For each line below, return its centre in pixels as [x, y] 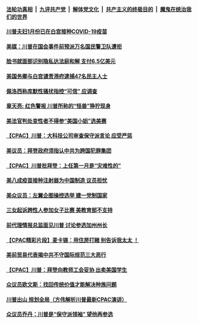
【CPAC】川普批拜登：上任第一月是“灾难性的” [64, 165]
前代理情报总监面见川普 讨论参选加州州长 [57, 225]
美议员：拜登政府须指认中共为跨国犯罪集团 [59, 150]
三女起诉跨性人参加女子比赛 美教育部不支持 [59, 210]
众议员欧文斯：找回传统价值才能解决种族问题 [61, 285]
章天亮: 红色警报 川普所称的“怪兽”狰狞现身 [58, 106]
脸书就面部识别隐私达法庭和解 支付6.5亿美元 [61, 61]
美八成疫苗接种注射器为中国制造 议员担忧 [57, 180]
